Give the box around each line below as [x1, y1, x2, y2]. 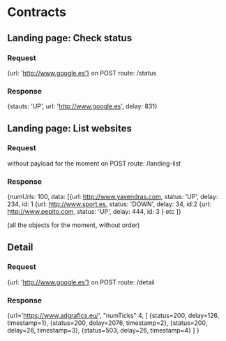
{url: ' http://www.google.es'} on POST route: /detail [7, 277, 155, 286]
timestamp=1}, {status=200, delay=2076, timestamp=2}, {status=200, [7, 319, 208, 327]
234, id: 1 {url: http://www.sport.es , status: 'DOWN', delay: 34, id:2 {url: [7, 200, 211, 208]
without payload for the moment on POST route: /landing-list [7, 159, 181, 168]
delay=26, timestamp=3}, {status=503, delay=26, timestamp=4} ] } [7, 326, 200, 335]
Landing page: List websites [7, 122, 133, 134]
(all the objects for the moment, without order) [7, 221, 140, 229]
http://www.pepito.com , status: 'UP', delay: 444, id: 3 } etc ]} [7, 208, 181, 216]
